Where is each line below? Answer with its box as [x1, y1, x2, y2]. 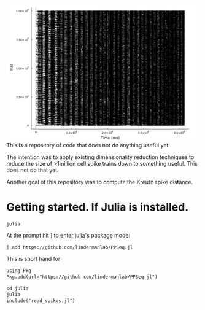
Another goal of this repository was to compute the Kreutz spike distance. [6, 179, 193, 186]
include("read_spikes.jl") [6, 298, 75, 304]
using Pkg [6, 268, 32, 274]
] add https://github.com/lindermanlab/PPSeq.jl [6, 244, 133, 250]
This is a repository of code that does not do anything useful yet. [6, 142, 171, 149]
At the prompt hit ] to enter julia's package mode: [6, 232, 131, 239]
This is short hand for [6, 255, 61, 263]
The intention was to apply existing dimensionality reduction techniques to [6, 153, 195, 161]
